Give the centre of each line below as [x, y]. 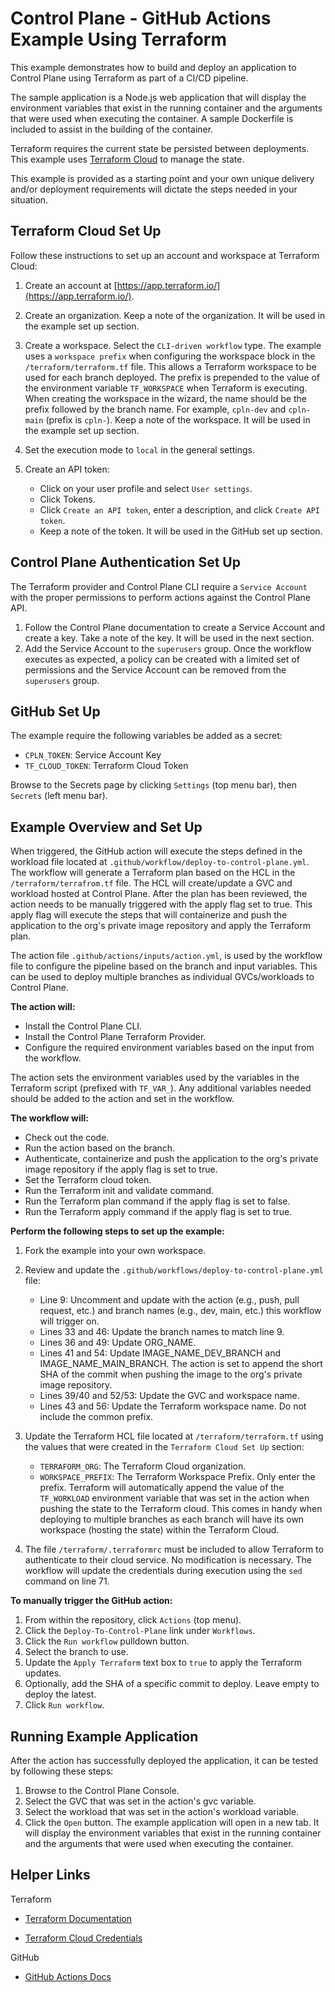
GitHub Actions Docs [68, 1976]
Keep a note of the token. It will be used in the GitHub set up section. [181, 531]
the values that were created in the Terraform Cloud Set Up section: [164, 1447]
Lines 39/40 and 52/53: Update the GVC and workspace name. [169, 1396]
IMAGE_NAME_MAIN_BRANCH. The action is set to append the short [181, 1364]
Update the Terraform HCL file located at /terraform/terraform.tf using [174, 1436]
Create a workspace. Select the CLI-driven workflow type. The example [173, 345]
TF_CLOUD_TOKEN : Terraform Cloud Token [106, 766]
